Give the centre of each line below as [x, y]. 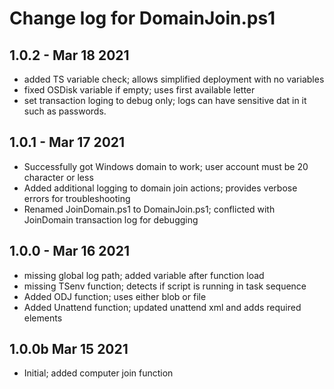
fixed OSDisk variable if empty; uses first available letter [139, 90]
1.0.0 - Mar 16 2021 [69, 251]
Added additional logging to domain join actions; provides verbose [160, 188]
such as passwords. [65, 111]
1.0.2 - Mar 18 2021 [69, 55]
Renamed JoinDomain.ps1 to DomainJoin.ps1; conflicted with [149, 209]
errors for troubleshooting [77, 198]
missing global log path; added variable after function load [144, 275]
